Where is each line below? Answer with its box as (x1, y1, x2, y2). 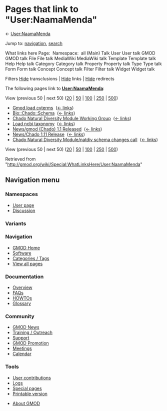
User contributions (12, 374, 51, 380)
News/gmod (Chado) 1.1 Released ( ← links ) (12, 126, 102, 132)
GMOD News (12, 324, 39, 330)
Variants (5, 220, 26, 227)
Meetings (12, 345, 32, 351)
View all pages (12, 260, 43, 266)
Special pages (12, 385, 42, 391)
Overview (12, 284, 32, 290)
